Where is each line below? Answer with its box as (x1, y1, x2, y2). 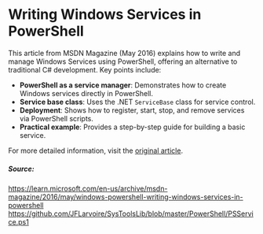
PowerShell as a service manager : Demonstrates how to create (19, 80, 227, 90)
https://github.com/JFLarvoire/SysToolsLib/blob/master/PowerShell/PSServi (8, 209, 254, 218)
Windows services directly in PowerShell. (19, 88, 154, 98)
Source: (8, 164, 35, 173)
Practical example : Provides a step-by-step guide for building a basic (19, 122, 246, 132)
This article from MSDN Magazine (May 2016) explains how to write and (8, 48, 241, 58)
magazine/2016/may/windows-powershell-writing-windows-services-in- (8, 191, 243, 202)
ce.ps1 (8, 217, 29, 226)
